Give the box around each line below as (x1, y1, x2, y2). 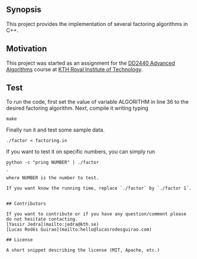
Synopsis (6, 5, 41, 15)
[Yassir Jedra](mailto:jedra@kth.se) (6, 221, 99, 228)
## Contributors (6, 201, 46, 207)
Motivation (6, 44, 47, 54)
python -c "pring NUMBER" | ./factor (6, 159, 99, 166)
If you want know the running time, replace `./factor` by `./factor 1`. (6, 185, 192, 191)
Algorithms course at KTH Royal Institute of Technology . (6, 65, 143, 73)
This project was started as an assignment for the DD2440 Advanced (6, 59, 176, 67)
